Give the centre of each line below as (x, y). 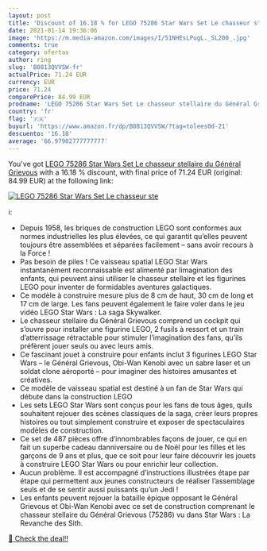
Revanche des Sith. (51, 523)
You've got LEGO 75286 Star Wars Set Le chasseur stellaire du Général (124, 164)
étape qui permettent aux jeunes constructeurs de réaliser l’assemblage (137, 480)
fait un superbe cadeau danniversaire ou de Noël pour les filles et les (133, 447)
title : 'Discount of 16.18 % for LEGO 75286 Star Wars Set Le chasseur (129, 23)
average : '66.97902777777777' (58, 141)
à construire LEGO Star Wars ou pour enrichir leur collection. (119, 464)
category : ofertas (39, 52)
